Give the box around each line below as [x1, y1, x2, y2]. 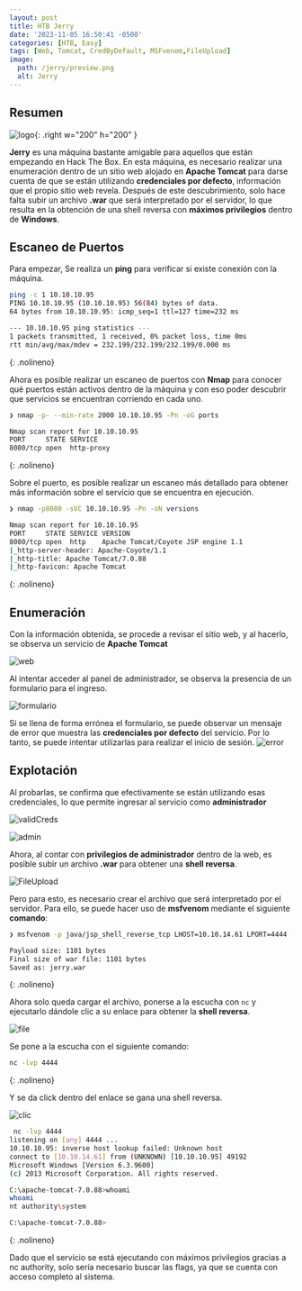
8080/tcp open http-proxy [9, 443, 111, 453]
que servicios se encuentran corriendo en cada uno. [9, 393, 204, 404]
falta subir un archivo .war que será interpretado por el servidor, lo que [9, 195, 272, 205]
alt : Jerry [17, 72, 58, 81]
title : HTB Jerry [9, 22, 75, 31]
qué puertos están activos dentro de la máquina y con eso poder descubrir [9, 384, 287, 395]
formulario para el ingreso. [9, 683, 108, 694]
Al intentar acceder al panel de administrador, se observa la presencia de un [9, 673, 292, 685]
